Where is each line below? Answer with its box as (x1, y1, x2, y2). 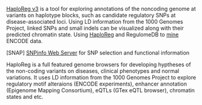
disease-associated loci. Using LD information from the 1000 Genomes (6, 18, 184, 25)
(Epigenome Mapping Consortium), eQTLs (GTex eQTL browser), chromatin (6, 87, 195, 93)
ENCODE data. (6, 38, 43, 44)
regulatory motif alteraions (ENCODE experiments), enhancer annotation (6, 80, 187, 87)
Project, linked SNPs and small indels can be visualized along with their (6, 24, 184, 32)
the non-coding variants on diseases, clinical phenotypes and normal (6, 67, 180, 75)
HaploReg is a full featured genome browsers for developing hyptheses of (6, 61, 191, 68)
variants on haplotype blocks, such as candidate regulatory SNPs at (6, 12, 176, 19)
